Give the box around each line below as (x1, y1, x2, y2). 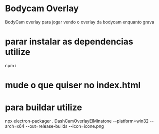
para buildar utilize (5, 102, 82, 113)
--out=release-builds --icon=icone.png (25, 123, 104, 129)
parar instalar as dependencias (5, 36, 134, 47)
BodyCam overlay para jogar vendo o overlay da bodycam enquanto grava (5, 19, 155, 25)
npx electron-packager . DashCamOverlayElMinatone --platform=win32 (5, 118, 149, 124)
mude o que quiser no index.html (5, 80, 141, 91)
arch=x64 (5, 123, 25, 129)
